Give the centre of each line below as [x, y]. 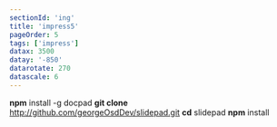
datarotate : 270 [40, 69]
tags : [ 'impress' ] [44, 43]
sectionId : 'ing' [42, 18]
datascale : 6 [34, 77]
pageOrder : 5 [34, 34]
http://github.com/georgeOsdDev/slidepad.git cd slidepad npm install [139, 112]
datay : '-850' [36, 60]
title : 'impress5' [44, 26]
